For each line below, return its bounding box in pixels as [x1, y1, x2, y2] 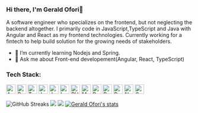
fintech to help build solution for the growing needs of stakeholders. [6, 38, 172, 45]
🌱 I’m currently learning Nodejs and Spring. [14, 49, 120, 56]
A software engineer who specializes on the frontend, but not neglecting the [6, 19, 193, 26]
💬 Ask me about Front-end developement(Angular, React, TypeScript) [14, 56, 185, 63]
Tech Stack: [6, 71, 41, 79]
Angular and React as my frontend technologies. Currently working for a [6, 32, 183, 39]
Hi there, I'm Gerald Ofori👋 [6, 5, 84, 14]
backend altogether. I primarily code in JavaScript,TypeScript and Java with [6, 25, 191, 32]
